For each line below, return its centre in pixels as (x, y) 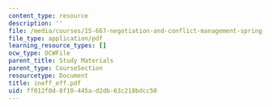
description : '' (36, 23)
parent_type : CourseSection (56, 68)
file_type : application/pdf (56, 38)
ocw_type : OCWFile (39, 53)
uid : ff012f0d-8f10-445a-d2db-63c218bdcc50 (83, 91)
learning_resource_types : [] (57, 46)
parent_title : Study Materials (61, 61)
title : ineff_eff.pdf (45, 83)
